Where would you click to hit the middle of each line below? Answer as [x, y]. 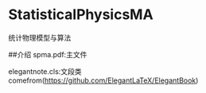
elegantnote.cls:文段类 [45, 71]
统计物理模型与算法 [40, 37]
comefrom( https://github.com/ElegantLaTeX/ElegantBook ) [103, 80]
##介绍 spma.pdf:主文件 [48, 54]
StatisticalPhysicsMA [81, 15]
